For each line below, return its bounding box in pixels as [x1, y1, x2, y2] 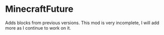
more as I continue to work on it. [5, 25, 71, 31]
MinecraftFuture [5, 3, 73, 15]
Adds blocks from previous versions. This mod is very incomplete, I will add [5, 20, 160, 26]
